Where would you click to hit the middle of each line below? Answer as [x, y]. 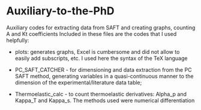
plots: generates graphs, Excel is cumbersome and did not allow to [97, 51]
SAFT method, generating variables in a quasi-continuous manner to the [104, 76]
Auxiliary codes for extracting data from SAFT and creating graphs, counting [101, 27]
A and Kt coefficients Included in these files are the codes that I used [91, 33]
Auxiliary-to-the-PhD [60, 11]
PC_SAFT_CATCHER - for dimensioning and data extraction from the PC [103, 69]
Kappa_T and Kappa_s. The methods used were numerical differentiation [105, 100]
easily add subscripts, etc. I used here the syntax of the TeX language [101, 58]
